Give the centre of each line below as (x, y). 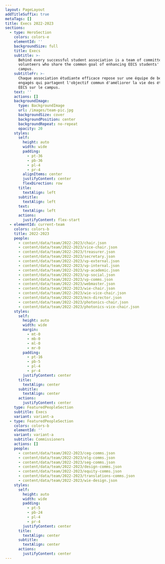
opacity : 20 (30, 128)
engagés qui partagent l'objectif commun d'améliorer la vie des (86, 83)
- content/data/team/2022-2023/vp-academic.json (69, 270)
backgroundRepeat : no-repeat (48, 124)
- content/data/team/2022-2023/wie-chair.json (67, 289)
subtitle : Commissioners (39, 440)
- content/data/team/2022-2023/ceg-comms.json (67, 453)
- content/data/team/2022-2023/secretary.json (67, 257)
